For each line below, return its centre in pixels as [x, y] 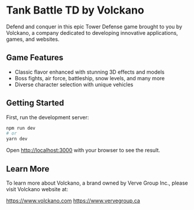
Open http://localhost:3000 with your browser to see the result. [83, 150]
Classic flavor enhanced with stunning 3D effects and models [89, 72]
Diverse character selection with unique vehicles [74, 84]
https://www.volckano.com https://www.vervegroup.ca [73, 201]
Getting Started [35, 103]
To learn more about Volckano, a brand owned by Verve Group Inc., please [97, 183]
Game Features [35, 58]
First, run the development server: [48, 117]
